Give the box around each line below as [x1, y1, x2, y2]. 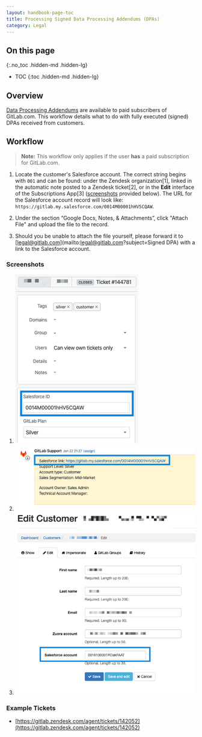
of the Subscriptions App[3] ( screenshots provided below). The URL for [14, 190, 192, 197]
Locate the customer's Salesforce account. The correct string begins [14, 170, 186, 177]
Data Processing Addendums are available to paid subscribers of [6, 106, 167, 114]
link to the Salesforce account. [14, 245, 91, 252]
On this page [6, 45, 55, 55]
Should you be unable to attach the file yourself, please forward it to [14, 232, 183, 239]
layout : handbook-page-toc [6, 10, 74, 16]
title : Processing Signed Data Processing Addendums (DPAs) [6, 16, 161, 22]
